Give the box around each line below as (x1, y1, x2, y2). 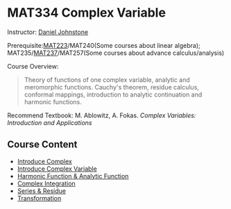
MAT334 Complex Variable (7, 5, 166, 21)
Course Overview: (7, 62, 59, 70)
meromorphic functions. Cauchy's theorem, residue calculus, (24, 83, 200, 91)
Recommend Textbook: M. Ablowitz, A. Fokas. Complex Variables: (7, 111, 196, 119)
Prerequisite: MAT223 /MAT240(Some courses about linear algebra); (7, 41, 201, 49)
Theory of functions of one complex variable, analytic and (24, 75, 191, 84)
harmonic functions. (24, 97, 82, 106)
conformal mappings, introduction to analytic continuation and (24, 90, 203, 99)
